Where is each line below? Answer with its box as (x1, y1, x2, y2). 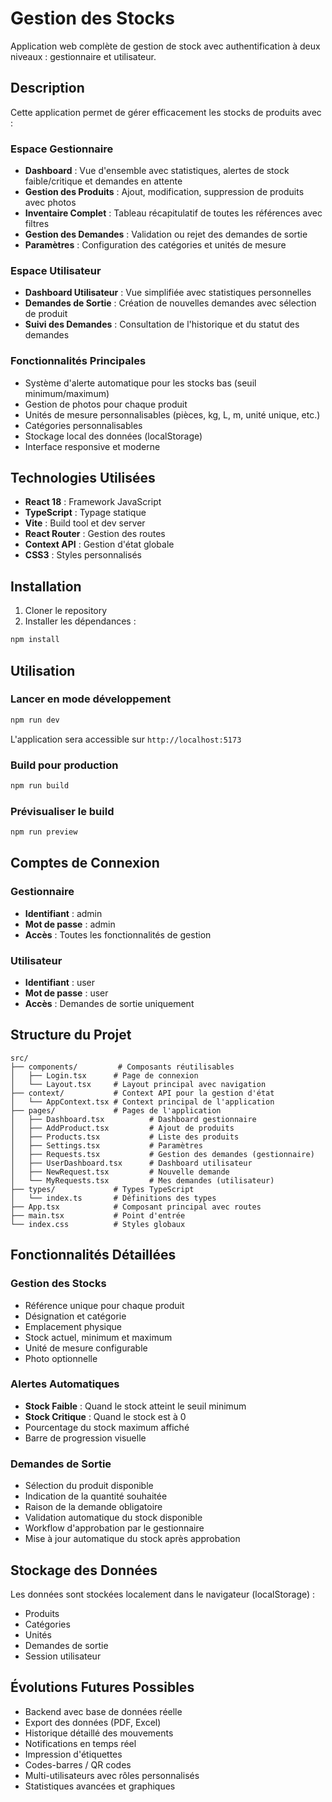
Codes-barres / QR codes (24, 1758, 132, 1771)
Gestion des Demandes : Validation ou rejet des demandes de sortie (24, 228, 308, 241)
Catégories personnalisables (24, 419, 143, 431)
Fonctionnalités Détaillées (10, 1247, 177, 1264)
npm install (10, 635, 60, 645)
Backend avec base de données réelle (24, 1705, 183, 1717)
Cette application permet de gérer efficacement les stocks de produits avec (10, 106, 322, 118)
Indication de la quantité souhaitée (24, 1490, 168, 1502)
